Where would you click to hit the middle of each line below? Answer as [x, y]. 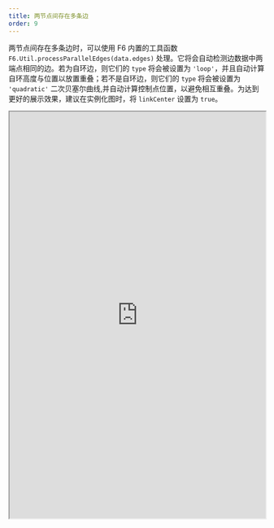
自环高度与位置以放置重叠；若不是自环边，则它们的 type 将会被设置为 [125, 78]
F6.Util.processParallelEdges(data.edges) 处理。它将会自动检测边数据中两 [136, 58]
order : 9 [23, 24]
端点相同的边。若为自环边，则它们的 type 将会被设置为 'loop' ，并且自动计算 [137, 68]
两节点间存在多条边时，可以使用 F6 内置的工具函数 [93, 48]
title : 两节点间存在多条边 [49, 16]
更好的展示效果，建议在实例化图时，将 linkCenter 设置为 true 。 [115, 98]
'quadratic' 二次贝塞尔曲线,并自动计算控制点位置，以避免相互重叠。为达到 [134, 88]
